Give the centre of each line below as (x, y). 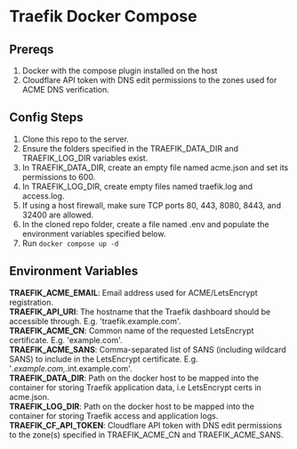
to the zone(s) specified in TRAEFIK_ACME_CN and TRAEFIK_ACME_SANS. (146, 435)
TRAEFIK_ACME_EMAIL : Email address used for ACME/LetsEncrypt (133, 292)
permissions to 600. (59, 176)
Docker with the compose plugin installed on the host (120, 70)
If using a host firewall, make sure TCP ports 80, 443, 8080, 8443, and (152, 205)
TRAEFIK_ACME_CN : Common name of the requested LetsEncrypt (132, 331)
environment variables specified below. (94, 233)
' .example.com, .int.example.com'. (71, 368)
